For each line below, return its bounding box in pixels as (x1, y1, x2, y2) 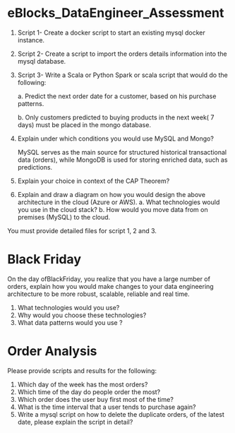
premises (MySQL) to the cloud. (17, 213, 111, 221)
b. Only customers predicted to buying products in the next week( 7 (17, 113, 215, 121)
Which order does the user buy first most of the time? (17, 395, 174, 403)
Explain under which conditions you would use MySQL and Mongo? (17, 134, 214, 143)
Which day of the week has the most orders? (17, 380, 148, 388)
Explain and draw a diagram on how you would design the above (17, 190, 206, 198)
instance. (17, 35, 44, 44)
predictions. (17, 162, 53, 171)
